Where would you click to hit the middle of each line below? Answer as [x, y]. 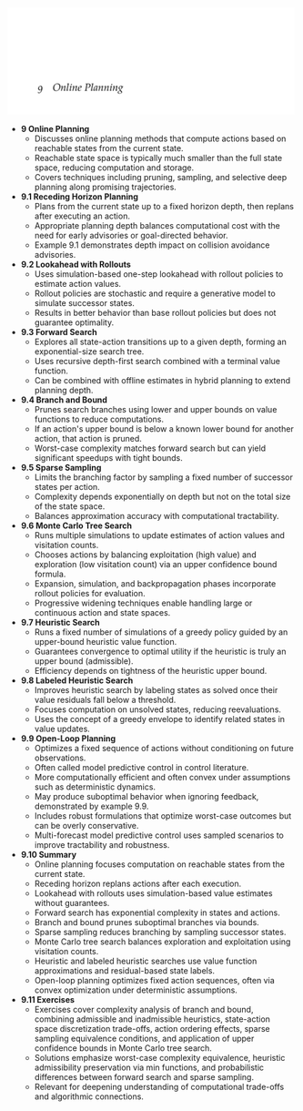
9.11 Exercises [48, 999]
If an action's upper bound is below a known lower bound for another [164, 428]
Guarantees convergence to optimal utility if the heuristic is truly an [160, 651]
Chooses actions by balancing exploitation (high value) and [145, 555]
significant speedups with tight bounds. [108, 457]
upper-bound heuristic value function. [106, 641]
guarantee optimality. [74, 322]
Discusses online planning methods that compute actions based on [160, 138]
